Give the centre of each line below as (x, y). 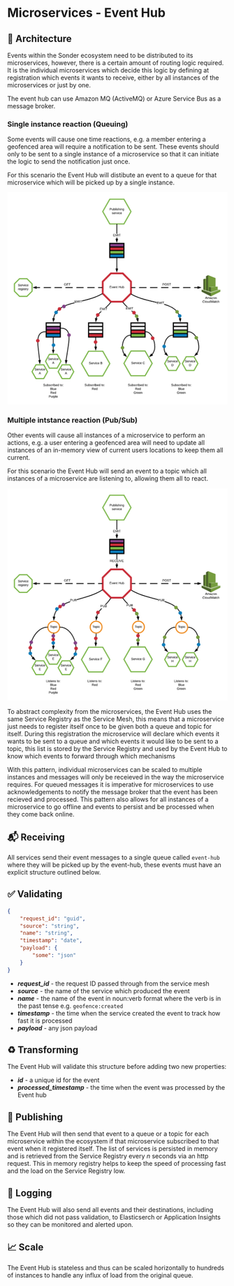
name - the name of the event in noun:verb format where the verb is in (119, 998)
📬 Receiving (36, 837)
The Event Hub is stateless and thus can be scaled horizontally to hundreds (116, 1267)
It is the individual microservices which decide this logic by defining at (108, 70)
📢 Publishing (35, 1117)
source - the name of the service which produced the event (103, 991)
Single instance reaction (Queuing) (68, 124)
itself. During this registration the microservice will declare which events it (114, 734)
